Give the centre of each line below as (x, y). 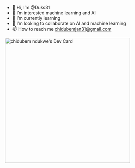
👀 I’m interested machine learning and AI (54, 13)
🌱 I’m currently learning (36, 18)
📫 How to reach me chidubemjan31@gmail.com (62, 29)
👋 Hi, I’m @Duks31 (31, 8)
